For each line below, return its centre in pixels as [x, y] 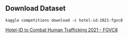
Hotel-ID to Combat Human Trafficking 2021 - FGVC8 [62, 30]
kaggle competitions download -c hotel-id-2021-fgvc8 [64, 20]
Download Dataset [35, 8]
